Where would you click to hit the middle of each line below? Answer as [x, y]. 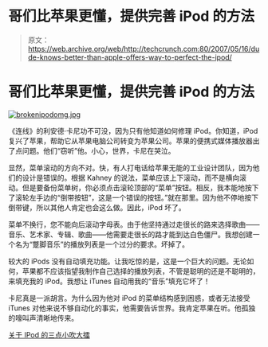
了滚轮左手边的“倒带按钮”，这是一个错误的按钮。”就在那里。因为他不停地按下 [134, 197]
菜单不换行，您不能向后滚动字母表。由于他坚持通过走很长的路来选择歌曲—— [134, 224]
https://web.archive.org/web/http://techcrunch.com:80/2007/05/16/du [144, 49]
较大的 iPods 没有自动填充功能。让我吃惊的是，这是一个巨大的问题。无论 [128, 261]
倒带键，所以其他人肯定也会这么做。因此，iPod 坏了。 [97, 207]
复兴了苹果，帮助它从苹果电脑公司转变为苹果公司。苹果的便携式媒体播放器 [130, 141]
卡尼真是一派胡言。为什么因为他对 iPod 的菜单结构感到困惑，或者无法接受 [130, 298]
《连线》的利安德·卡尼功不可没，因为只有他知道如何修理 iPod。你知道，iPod [133, 131]
